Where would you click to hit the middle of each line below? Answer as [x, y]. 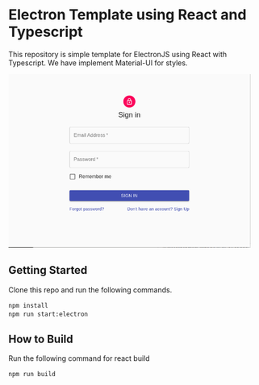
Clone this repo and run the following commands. [90, 290]
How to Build [41, 339]
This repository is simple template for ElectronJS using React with [118, 54]
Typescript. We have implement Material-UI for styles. [98, 63]
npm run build [32, 375]
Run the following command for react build [79, 358]
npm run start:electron [48, 314]
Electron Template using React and [127, 15]
